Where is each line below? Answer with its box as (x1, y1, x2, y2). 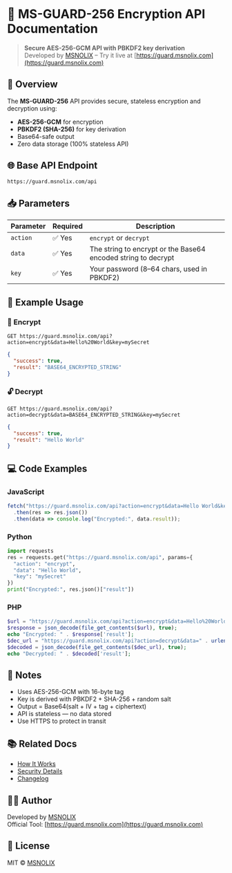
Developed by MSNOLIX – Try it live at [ (23, 51, 137, 59)
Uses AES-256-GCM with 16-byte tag (17, 688, 124, 696)
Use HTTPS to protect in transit (17, 717, 106, 725)
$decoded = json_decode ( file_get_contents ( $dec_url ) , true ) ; (7, 644, 187, 650)
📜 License (7, 840, 50, 852)
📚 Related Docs (7, 738, 77, 749)
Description (135, 221, 175, 231)
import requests (7, 547, 54, 554)
